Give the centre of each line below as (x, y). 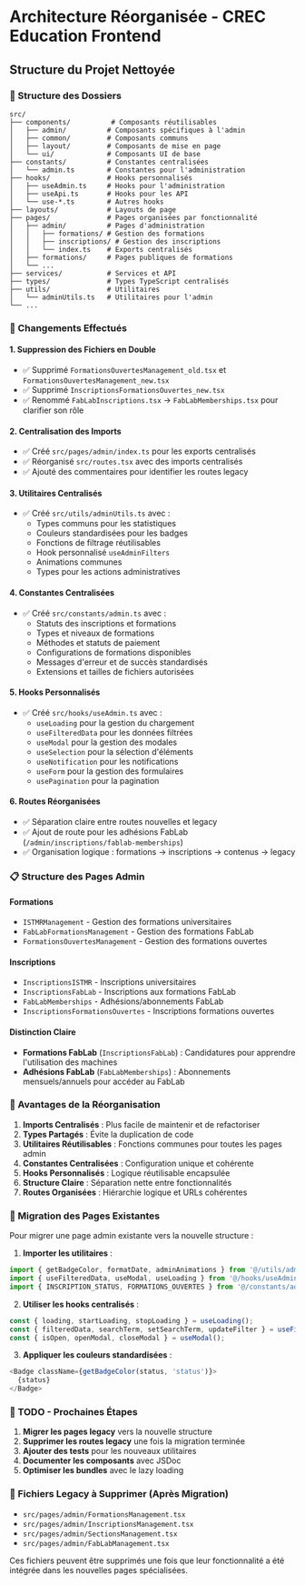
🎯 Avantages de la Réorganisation (85, 1105)
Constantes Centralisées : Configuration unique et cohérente (138, 1163)
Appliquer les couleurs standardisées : (97, 1355)
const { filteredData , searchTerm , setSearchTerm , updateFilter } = (142, 1329)
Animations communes (79, 562)
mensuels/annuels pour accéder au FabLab (103, 1081)
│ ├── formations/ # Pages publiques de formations (121, 257)
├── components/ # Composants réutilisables (113, 122)
